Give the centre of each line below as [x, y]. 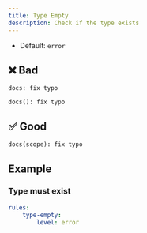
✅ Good [28, 126]
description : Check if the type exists [74, 23]
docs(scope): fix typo [45, 145]
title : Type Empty [38, 15]
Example [30, 169]
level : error [58, 222]
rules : [19, 207]
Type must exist [40, 191]
